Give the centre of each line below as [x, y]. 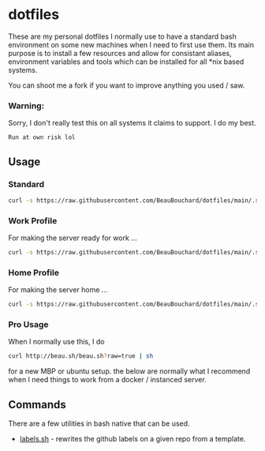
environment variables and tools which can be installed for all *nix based [126, 62]
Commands [37, 404]
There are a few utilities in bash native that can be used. [99, 423]
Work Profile [33, 220]
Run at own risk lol [42, 137]
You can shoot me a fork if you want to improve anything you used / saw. [127, 85]
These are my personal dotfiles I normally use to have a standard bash [122, 36]
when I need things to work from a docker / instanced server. [107, 380]
